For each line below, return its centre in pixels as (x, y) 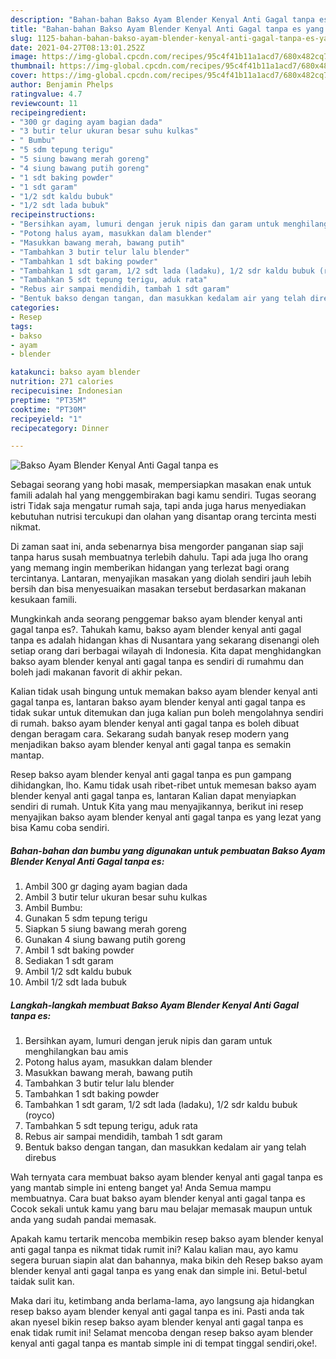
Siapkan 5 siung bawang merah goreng (105, 929)
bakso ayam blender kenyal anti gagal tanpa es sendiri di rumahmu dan (157, 662)
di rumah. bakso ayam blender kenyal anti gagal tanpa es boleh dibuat (155, 723)
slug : (21, 38)
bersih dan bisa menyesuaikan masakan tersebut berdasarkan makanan (158, 589)
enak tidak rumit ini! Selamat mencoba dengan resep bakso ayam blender (162, 1333)
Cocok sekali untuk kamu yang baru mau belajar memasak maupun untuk (161, 1209)
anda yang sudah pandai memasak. (83, 1220)
